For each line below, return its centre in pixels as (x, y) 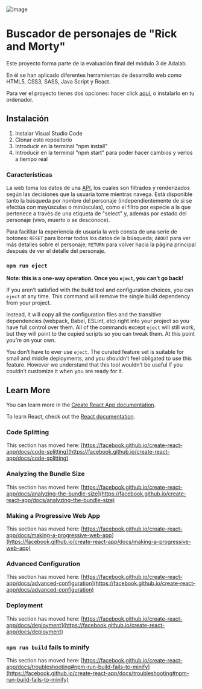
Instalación (28, 119)
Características (29, 174)
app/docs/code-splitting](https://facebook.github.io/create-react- (88, 452)
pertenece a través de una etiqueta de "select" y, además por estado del (96, 214)
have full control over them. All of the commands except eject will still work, (101, 327)
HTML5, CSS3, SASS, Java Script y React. (58, 81)
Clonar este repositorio (43, 140)
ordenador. (20, 99)
